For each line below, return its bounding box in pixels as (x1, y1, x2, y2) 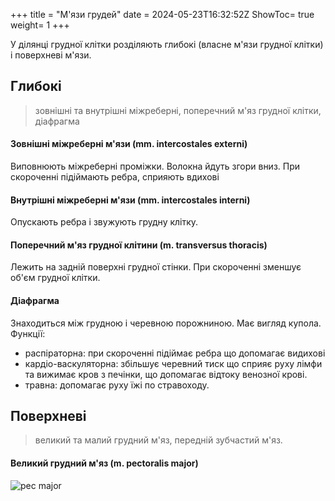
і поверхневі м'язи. (10, 49, 92, 61)
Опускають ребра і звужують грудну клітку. (10, 216, 199, 228)
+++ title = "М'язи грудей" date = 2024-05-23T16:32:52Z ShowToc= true (10, 9, 315, 20)
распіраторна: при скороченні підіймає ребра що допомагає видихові (24, 347, 326, 359)
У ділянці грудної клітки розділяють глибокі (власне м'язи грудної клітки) (10, 39, 324, 50)
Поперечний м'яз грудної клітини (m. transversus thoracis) (10, 239, 268, 251)
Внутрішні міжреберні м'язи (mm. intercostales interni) (10, 194, 251, 206)
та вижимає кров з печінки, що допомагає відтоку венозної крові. (24, 368, 308, 380)
